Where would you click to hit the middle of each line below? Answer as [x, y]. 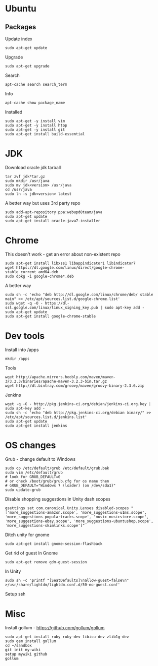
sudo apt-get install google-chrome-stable [51, 316]
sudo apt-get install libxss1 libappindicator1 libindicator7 [70, 263]
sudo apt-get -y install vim [35, 121]
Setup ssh [15, 594]
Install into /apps [22, 350]
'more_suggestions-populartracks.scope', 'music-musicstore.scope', [77, 517]
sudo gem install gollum [31, 641]
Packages [20, 27]
